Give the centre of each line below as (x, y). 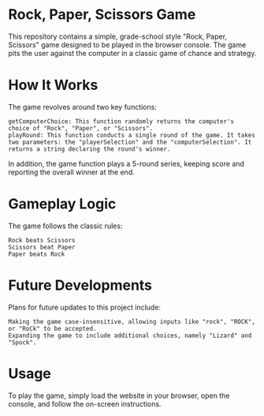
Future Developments (80, 285)
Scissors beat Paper (42, 247)
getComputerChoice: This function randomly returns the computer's (121, 121)
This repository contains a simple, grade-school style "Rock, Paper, (117, 36)
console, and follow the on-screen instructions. (85, 403)
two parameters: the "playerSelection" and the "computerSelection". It (130, 142)
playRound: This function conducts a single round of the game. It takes (132, 135)
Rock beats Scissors (42, 240)
